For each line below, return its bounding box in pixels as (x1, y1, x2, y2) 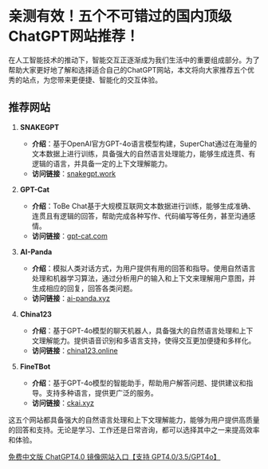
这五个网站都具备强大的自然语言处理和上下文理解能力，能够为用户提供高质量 (8, 415, 260, 424)
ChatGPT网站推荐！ (8, 27, 140, 45)
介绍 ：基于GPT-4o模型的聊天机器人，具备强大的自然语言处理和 (31, 325, 239, 335)
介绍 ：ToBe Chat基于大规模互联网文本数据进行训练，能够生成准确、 (31, 201, 255, 211)
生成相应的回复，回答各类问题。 (31, 283, 137, 293)
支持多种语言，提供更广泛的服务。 (45, 388, 158, 397)
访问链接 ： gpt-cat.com (31, 231, 108, 240)
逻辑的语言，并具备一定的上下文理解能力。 (31, 159, 172, 168)
